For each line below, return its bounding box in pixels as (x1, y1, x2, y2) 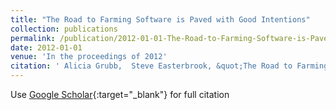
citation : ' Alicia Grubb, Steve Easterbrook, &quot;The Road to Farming (10, 61, 329, 71)
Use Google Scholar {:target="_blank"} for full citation (10, 89, 230, 100)
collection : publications (10, 24, 118, 34)
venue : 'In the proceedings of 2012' (10, 52, 168, 62)
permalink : (10, 33, 56, 43)
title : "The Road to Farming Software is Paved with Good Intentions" (10, 14, 311, 25)
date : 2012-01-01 (10, 42, 83, 53)
